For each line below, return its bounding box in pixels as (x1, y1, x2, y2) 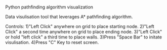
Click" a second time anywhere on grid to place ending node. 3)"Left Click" (5, 29, 162, 35)
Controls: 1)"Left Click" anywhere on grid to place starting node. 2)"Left (5, 23, 154, 29)
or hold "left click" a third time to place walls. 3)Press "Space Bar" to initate (5, 34, 162, 40)
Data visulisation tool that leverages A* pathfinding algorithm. (5, 14, 133, 20)
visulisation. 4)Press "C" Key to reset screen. (5, 39, 99, 45)
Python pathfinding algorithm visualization (5, 4, 94, 10)
